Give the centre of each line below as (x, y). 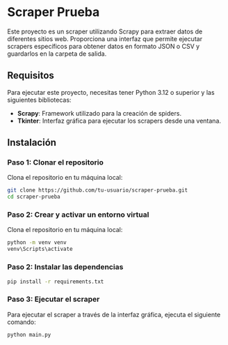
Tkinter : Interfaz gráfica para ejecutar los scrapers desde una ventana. (119, 121)
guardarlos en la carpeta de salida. (57, 54)
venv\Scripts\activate (40, 249)
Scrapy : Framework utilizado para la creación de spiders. (99, 113)
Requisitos (31, 76)
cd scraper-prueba (34, 197)
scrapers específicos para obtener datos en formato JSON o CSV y (104, 46)
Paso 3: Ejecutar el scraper (54, 299)
